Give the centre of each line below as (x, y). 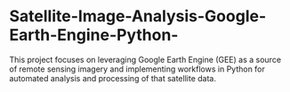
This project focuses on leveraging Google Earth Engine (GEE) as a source (145, 59)
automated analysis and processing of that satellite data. (113, 78)
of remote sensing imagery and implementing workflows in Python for (137, 69)
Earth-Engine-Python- (94, 35)
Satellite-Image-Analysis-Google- (138, 16)
